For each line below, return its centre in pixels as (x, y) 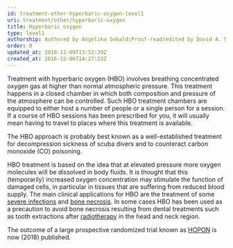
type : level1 (26, 33)
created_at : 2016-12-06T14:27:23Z (57, 59)
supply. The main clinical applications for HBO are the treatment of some (111, 194)
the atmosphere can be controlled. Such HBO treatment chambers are (107, 101)
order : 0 (20, 46)
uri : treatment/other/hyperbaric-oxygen (67, 20)
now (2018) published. (39, 237)
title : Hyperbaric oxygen (44, 26)
